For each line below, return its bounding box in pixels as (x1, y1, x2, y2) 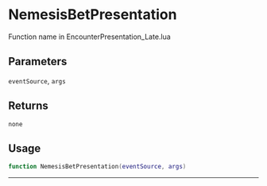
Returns (8, 99, 49, 113)
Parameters (8, 55, 68, 68)
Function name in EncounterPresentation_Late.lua (8, 32, 171, 41)
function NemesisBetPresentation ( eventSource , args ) (8, 163, 187, 171)
